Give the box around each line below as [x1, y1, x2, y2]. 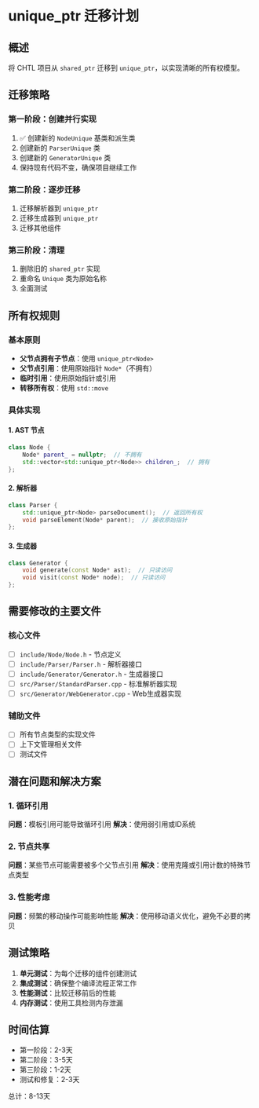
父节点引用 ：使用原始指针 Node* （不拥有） [19, 363, 157, 373]
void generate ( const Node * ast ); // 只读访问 [22, 566, 173, 574]
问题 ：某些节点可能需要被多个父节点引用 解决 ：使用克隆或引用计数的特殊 [8, 861, 244, 870]
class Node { [8, 444, 51, 452]
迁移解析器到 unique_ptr [19, 203, 99, 213]
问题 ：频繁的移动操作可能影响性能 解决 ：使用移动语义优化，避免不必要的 [8, 911, 244, 920]
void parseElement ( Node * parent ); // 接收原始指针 [22, 516, 188, 524]
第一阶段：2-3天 [19, 1045, 73, 1055]
